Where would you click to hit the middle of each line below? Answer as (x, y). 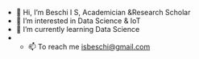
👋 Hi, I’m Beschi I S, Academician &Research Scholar (103, 12)
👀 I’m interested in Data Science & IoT (78, 21)
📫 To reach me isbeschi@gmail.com (89, 47)
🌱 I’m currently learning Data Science (78, 29)
